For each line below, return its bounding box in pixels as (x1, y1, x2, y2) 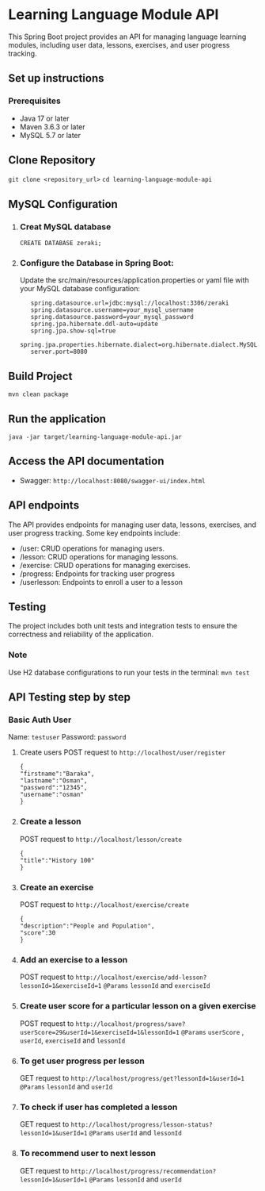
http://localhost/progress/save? (75, 1020, 186, 1028)
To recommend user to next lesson (19, 1148, 157, 1159)
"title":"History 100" (19, 856, 95, 864)
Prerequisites (8, 95, 61, 106)
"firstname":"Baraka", (19, 770, 95, 778)
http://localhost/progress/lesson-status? (70, 1121, 213, 1129)
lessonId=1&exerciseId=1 (19, 982, 102, 990)
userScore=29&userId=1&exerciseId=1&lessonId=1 (19, 1028, 180, 1036)
